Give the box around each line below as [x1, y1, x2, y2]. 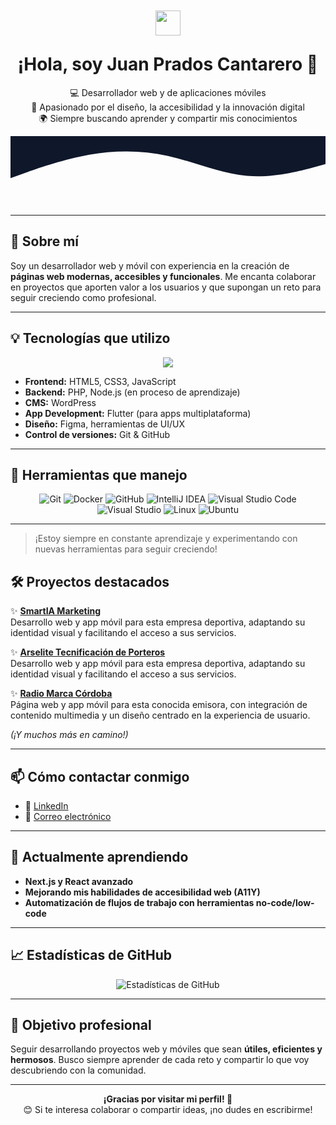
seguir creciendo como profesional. [10, 291, 157, 303]
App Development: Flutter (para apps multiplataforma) [24, 407, 252, 419]
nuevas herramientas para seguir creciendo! [34, 543, 218, 555]
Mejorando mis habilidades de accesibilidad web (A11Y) [24, 886, 261, 898]
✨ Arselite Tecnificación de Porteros [10, 646, 166, 658]
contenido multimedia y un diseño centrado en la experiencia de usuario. [10, 709, 311, 722]
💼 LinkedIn [24, 800, 69, 812]
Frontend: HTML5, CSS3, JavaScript [24, 375, 177, 387]
